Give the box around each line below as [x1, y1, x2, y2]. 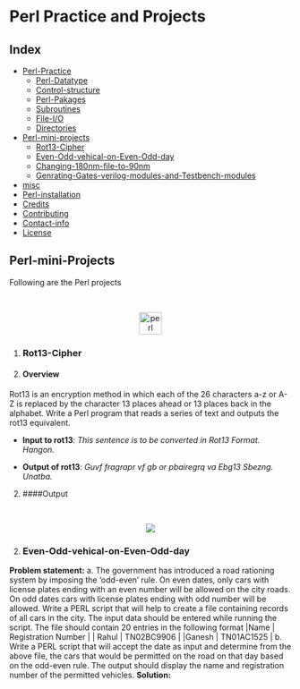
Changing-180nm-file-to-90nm [35, 161, 150, 171]
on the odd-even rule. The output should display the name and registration [9, 660, 285, 671]
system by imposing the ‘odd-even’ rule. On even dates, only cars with [9, 574, 270, 585]
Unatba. [21, 471, 53, 481]
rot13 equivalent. [9, 417, 71, 428]
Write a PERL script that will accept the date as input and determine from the [9, 642, 292, 652]
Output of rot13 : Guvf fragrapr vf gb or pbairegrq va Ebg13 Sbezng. [21, 461, 274, 472]
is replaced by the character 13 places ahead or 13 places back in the [16, 398, 271, 409]
